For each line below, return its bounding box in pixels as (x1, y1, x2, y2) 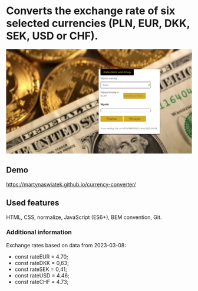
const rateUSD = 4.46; (14, 272, 70, 279)
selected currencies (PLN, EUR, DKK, (6, 17, 190, 30)
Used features (6, 198, 60, 208)
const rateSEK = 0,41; (14, 266, 68, 273)
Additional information (6, 228, 72, 237)
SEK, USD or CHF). (6, 30, 98, 42)
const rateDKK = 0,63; (14, 259, 69, 266)
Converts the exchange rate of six (6, 4, 176, 18)
